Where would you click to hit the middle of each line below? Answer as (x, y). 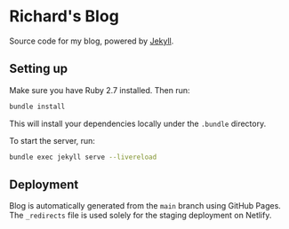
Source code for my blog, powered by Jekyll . (92, 41)
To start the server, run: (52, 140)
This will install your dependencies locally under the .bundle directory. (138, 123)
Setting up (39, 69)
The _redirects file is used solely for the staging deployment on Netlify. (140, 216)
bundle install (37, 107)
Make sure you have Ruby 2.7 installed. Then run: (100, 90)
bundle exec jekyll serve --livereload (83, 157)
